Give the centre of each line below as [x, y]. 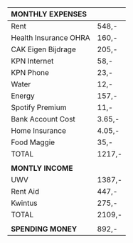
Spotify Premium [39, 108]
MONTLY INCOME [42, 168]
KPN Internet [32, 61]
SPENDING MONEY [44, 229]
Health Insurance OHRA [50, 38]
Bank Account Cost [43, 119]
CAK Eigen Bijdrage [44, 49]
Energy [23, 96]
